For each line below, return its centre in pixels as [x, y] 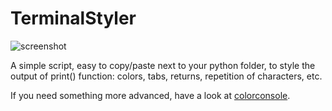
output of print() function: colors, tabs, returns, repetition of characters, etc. [166, 76]
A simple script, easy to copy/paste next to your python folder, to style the [163, 65]
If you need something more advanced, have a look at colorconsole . [150, 95]
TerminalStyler [73, 18]
